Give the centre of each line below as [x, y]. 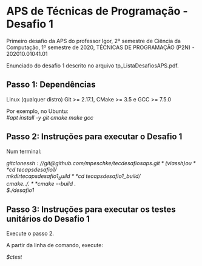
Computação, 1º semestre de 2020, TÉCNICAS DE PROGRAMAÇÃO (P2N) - [101, 47]
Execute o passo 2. [30, 234]
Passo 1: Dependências [51, 85]
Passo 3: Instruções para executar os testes [91, 209]
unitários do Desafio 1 [48, 219]
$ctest [14, 257]
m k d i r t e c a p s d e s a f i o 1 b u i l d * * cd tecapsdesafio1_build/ [73, 176]
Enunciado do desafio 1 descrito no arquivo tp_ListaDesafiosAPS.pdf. [93, 66]
